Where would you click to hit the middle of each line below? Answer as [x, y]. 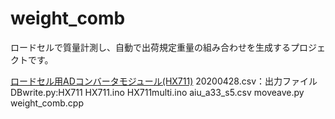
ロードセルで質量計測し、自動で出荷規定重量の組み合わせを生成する [150, 47]
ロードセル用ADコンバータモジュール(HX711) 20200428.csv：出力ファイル [164, 81]
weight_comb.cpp [47, 103]
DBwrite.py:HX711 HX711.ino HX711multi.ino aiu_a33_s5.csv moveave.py [157, 92]
